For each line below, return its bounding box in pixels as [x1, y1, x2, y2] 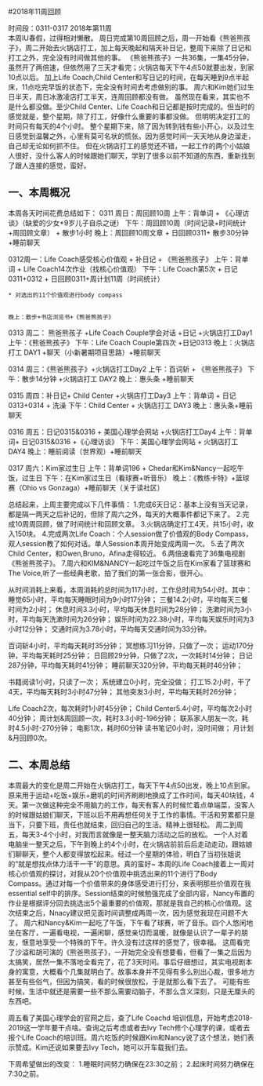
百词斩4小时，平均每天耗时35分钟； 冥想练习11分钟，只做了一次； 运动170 [8, 640, 247, 650]
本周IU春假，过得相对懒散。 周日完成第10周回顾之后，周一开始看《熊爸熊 [8, 34, 244, 42]
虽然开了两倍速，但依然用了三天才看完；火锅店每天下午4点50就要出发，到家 [8, 63, 254, 72]
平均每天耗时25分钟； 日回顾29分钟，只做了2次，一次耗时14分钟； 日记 [21, 651, 253, 660]
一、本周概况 [8, 186, 70, 199]
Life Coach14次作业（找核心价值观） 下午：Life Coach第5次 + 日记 [23, 264, 238, 273]
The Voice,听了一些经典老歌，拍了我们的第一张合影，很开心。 [8, 568, 207, 578]
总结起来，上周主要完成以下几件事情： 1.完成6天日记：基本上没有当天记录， [8, 499, 253, 508]
